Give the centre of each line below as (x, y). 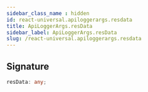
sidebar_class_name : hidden (48, 13)
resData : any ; (27, 82)
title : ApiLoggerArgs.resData (50, 26)
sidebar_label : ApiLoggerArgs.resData (62, 32)
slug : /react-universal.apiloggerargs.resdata (74, 39)
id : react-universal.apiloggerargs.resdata (70, 20)
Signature (28, 66)
